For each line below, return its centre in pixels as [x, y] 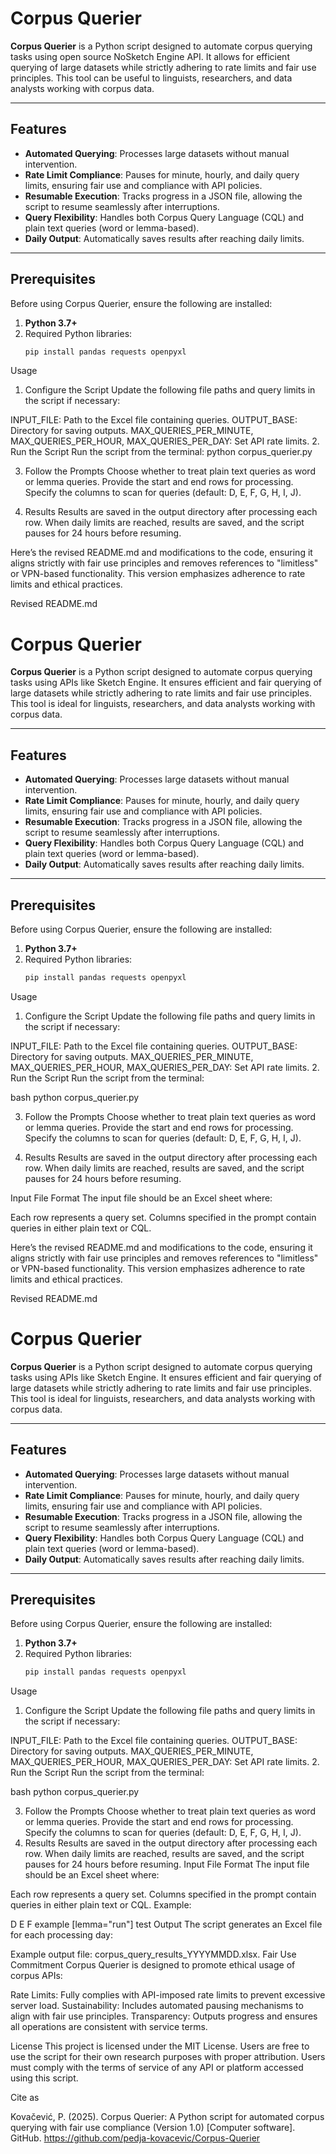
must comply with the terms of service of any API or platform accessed [157, 2068]
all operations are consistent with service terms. [109, 2027]
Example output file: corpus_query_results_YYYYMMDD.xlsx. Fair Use [153, 1954]
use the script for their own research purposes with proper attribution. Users [168, 2057]
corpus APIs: [36, 1976]
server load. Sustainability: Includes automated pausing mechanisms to [157, 2006]
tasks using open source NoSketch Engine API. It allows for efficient [150, 56]
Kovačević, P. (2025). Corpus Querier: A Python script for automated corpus [167, 2117]
